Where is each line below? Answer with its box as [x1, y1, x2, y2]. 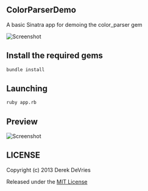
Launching [6, 83, 48, 94]
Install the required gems [6, 50, 104, 61]
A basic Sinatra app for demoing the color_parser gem [6, 21, 143, 28]
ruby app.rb [6, 100, 37, 106]
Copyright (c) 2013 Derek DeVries [6, 166, 91, 173]
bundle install [6, 66, 45, 72]
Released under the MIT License [6, 178, 88, 185]
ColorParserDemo [6, 5, 76, 15]
